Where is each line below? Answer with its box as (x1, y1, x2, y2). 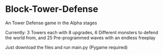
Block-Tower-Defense (5, 3, 99, 15)
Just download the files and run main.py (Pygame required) (5, 44, 128, 50)
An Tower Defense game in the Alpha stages (5, 20, 97, 26)
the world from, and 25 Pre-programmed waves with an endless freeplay (5, 35, 155, 41)
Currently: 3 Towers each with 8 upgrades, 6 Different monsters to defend (5, 29, 158, 35)
